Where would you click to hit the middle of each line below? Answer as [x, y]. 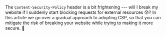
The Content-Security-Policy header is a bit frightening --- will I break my [82, 7]
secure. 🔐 [15, 28]
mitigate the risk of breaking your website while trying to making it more [79, 23]
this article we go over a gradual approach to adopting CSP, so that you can [83, 18]
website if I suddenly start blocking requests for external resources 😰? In [81, 12]
